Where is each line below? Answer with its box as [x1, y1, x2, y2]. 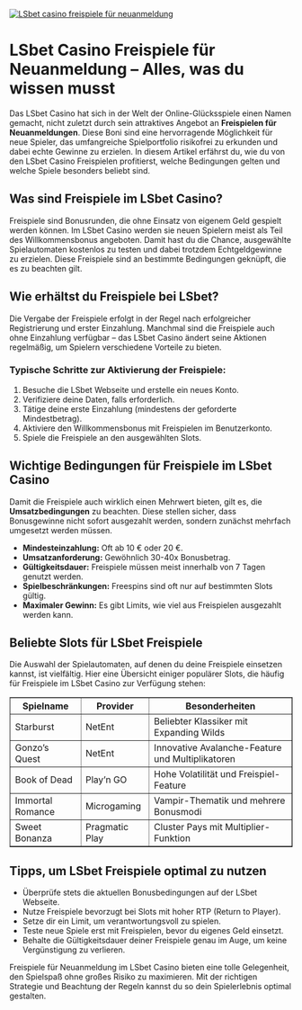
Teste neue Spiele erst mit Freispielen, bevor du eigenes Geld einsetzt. [22, 925, 284, 936]
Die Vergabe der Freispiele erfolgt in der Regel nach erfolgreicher [9, 313, 252, 324]
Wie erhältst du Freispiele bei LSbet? [9, 289, 219, 305]
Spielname [22, 700, 69, 712]
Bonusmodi [154, 806, 202, 818]
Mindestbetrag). [22, 413, 83, 424]
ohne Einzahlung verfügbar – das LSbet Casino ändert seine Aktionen [9, 332, 267, 343]
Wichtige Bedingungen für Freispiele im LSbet [9, 459, 272, 474]
